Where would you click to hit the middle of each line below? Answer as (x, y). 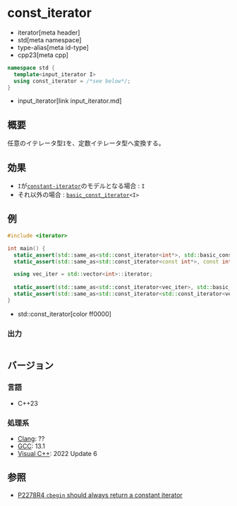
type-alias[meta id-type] (53, 47)
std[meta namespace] (49, 39)
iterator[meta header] (49, 32)
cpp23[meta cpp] (43, 55)
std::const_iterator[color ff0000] (64, 314)
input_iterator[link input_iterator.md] (69, 101)
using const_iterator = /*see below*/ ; (72, 81)
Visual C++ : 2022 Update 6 (57, 454)
